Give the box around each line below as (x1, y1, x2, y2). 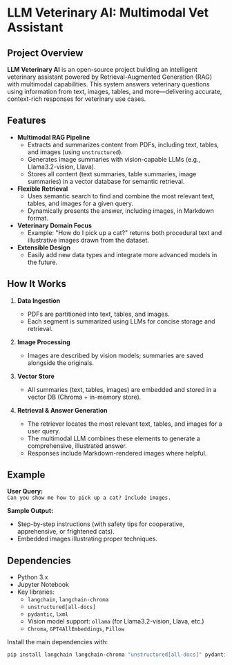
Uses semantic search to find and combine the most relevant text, (27, 191, 215, 200)
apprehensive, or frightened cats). (17, 527, 115, 536)
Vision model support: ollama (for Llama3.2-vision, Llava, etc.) (27, 617, 205, 626)
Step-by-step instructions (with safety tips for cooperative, (17, 520, 185, 528)
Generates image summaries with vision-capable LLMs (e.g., (27, 155, 201, 163)
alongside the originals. (27, 358, 95, 367)
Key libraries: (17, 588, 55, 596)
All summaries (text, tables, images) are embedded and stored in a (27, 385, 217, 393)
